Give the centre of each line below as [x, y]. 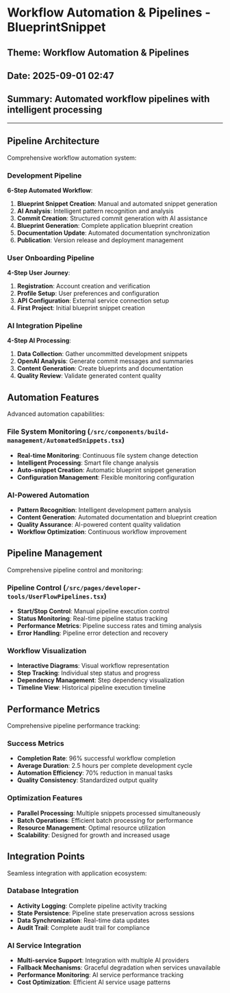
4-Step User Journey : [39, 273]
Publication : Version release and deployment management [100, 240]
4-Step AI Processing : [39, 340]
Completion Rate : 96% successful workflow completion [96, 758]
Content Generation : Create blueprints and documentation [100, 369]
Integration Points [46, 857]
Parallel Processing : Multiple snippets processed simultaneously [108, 813]
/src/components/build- [129, 432]
